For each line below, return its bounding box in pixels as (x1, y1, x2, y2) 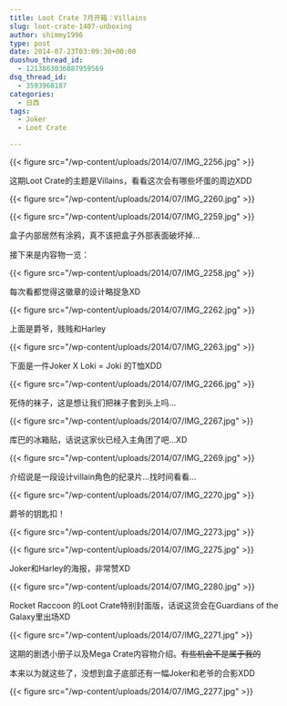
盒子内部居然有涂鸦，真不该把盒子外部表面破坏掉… (9, 230, 200, 240)
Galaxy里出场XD (9, 611, 71, 622)
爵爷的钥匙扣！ (9, 508, 66, 519)
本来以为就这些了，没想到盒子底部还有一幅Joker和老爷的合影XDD (9, 668, 255, 679)
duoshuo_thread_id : (9, 56, 84, 65)
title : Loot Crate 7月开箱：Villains (9, 13, 148, 23)
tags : (9, 107, 30, 116)
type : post (9, 38, 51, 48)
